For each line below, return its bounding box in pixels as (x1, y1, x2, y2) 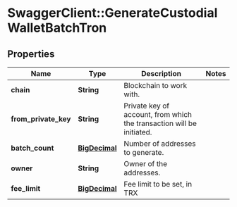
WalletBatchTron (7, 20, 107, 36)
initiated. (123, 127, 152, 137)
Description (140, 69, 182, 78)
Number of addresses (123, 139, 196, 149)
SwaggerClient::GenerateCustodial (7, 5, 218, 21)
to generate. (123, 148, 164, 157)
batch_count (11, 143, 54, 153)
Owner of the (123, 159, 168, 168)
